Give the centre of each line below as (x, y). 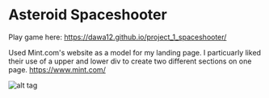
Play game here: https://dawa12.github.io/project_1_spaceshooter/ (118, 37)
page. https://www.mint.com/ (57, 69)
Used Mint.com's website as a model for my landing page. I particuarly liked (134, 52)
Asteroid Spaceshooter (88, 15)
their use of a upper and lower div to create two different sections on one (130, 61)
